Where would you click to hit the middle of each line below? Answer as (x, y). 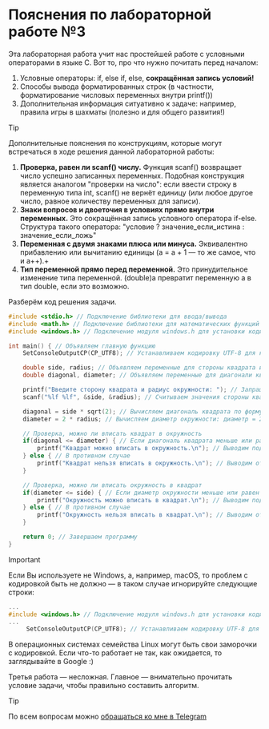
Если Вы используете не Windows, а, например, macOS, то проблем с (128, 575)
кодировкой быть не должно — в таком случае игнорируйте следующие (133, 583)
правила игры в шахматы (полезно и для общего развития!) (122, 112)
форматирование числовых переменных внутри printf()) (116, 95)
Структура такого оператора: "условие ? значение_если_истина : (132, 227)
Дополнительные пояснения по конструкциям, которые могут (115, 143)
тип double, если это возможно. (74, 286)
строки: (21, 592)
